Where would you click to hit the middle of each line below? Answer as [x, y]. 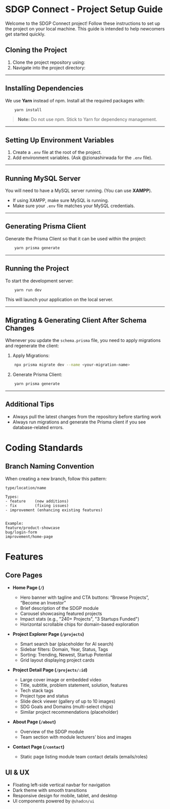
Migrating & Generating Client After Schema [76, 320]
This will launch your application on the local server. [59, 299]
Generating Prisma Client [46, 226]
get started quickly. [25, 34]
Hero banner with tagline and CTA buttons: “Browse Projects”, [84, 597]
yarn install [28, 110]
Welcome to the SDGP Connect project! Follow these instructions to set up [83, 23]
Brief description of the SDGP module [59, 608]
